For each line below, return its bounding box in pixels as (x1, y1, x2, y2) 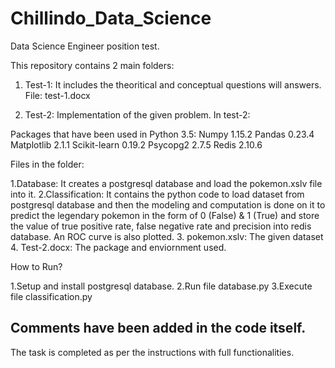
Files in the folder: (10, 158, 85, 170)
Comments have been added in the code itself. (10, 320, 307, 337)
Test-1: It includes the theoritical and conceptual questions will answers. (24, 78, 322, 91)
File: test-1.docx (24, 89, 91, 101)
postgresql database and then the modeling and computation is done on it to (10, 198, 326, 211)
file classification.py (10, 290, 93, 302)
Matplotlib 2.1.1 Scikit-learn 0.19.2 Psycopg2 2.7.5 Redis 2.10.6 (10, 138, 263, 151)
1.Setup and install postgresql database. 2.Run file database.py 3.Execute (10, 280, 313, 292)
